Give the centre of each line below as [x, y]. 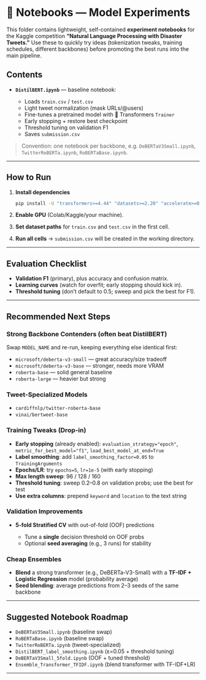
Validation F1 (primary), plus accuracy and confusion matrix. [92, 279]
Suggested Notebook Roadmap [67, 617]
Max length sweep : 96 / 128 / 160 [58, 476]
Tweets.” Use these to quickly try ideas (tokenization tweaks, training [94, 42]
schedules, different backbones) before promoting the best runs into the [97, 49]
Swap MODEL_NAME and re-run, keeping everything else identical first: [92, 347]
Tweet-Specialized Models [47, 395]
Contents [25, 75]
